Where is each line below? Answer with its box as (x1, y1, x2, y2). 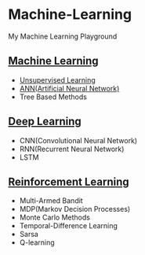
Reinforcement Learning (8, 175, 129, 188)
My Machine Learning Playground (8, 31, 118, 41)
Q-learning (19, 238, 55, 247)
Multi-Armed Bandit (19, 196, 84, 205)
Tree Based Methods (19, 92, 88, 102)
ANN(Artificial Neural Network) (19, 83, 120, 93)
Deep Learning (8, 115, 82, 128)
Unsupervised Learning (19, 75, 96, 84)
